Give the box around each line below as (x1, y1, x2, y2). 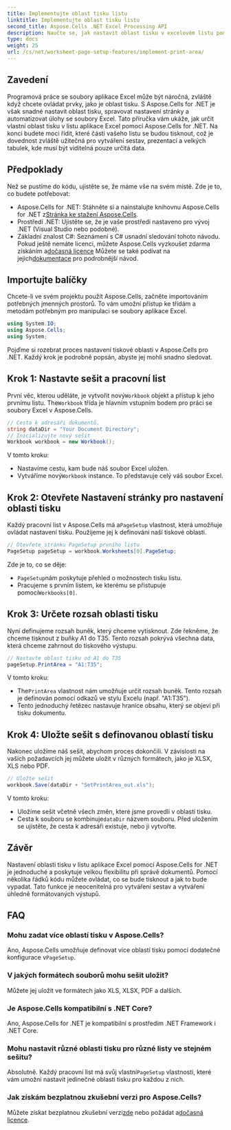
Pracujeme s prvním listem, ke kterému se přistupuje (16, 581, 166, 589)
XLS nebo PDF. (7, 762, 50, 770)
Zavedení (7, 74, 49, 86)
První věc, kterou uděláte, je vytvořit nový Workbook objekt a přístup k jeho (7, 391, 214, 399)
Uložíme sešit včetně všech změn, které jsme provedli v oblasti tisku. (16, 807, 212, 815)
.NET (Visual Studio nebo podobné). (16, 225, 120, 233)
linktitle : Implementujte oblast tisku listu (7, 17, 140, 23)
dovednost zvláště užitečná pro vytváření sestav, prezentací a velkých (7, 136, 206, 145)
